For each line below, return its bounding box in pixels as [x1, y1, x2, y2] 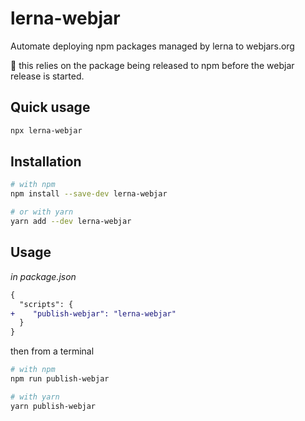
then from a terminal [10, 345, 95, 357]
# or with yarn [10, 207, 74, 217]
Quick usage [10, 99, 91, 116]
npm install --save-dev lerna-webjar [10, 189, 168, 199]
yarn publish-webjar [10, 401, 97, 411]
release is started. [10, 70, 85, 82]
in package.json [10, 270, 77, 282]
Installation [10, 153, 82, 171]
